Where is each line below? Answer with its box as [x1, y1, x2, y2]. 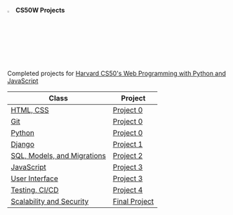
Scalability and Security [11, 197, 89, 206]
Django [11, 140, 35, 149]
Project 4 [112, 185, 143, 195]
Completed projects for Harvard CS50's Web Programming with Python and [7, 70, 227, 77]
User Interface [11, 174, 58, 183]
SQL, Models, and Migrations [11, 151, 107, 160]
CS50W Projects [15, 6, 65, 14]
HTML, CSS [11, 105, 49, 115]
